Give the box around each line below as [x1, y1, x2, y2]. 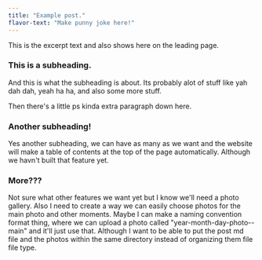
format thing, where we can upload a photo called [8, 218, 169, 228]
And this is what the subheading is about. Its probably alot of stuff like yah [8, 78, 248, 87]
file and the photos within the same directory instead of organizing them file [8, 235, 253, 244]
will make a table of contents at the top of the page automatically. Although [8, 147, 251, 157]
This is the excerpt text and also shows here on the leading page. [8, 40, 220, 49]
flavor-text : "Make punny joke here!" [8, 19, 135, 27]
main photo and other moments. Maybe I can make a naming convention [8, 210, 242, 219]
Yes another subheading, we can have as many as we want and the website [8, 139, 253, 148]
